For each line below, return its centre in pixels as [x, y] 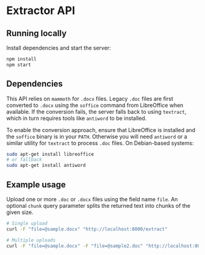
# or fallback [24, 160]
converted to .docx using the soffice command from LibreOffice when [95, 105]
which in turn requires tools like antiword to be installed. [77, 118]
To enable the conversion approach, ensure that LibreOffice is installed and [101, 130]
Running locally [37, 33]
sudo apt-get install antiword [46, 166]
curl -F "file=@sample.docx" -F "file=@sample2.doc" [75, 246]
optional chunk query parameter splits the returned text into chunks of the [99, 206]
